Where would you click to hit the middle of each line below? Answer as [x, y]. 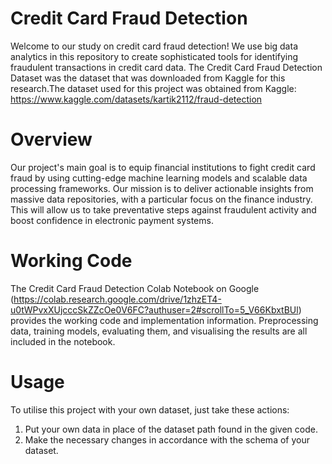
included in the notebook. [63, 341]
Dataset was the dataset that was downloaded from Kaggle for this [148, 78]
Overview [51, 139]
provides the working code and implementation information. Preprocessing [164, 320]
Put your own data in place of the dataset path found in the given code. [171, 429]
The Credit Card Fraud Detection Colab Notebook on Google [135, 288]
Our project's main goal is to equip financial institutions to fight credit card [163, 167]
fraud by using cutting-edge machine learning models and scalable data [159, 178]
